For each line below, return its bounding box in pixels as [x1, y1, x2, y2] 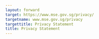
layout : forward [5, 7, 40, 13]
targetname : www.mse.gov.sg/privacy [5, 17, 83, 22]
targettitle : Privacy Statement [5, 21, 74, 27]
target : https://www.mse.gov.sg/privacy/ [5, 12, 94, 17]
